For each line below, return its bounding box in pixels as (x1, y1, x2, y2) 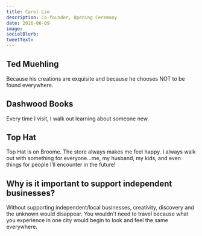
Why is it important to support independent (6, 178, 172, 188)
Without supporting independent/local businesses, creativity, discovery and (6, 204, 194, 211)
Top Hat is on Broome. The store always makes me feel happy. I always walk (6, 148, 196, 155)
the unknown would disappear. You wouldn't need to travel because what (6, 210, 189, 217)
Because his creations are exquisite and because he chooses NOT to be (6, 75, 185, 82)
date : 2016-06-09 (6, 20, 50, 26)
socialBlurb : (6, 31, 39, 37)
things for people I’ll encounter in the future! (6, 161, 116, 169)
